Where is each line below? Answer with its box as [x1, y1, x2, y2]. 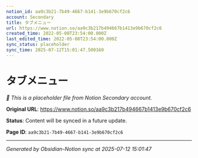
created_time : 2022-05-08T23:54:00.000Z [6, 31, 107, 37]
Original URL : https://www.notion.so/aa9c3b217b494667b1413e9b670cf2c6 [6, 106, 192, 113]
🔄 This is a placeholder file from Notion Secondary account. [6, 94, 152, 101]
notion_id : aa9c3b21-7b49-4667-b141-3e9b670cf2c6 [6, 8, 131, 15]
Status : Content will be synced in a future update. [6, 117, 127, 124]
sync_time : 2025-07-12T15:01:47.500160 [6, 47, 104, 53]
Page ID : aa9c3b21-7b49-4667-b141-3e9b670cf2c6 [6, 128, 124, 136]
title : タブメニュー [6, 19, 51, 25]
